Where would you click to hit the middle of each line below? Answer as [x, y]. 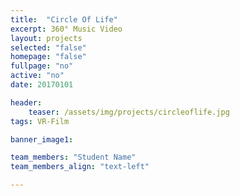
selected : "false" [48, 47]
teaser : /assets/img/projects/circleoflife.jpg [129, 112]
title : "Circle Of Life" [64, 19]
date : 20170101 [42, 85]
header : [26, 102]
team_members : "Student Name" [73, 157]
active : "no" [37, 76]
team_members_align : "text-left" [80, 167]
